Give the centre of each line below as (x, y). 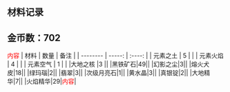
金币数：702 (34, 37)
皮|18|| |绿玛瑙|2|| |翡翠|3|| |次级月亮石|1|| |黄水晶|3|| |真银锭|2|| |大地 (106, 73)
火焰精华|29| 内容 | (51, 82)
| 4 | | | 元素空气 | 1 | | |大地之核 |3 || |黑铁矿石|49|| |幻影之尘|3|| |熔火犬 (108, 65)
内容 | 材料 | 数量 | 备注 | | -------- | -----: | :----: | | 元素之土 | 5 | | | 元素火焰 (116, 56)
